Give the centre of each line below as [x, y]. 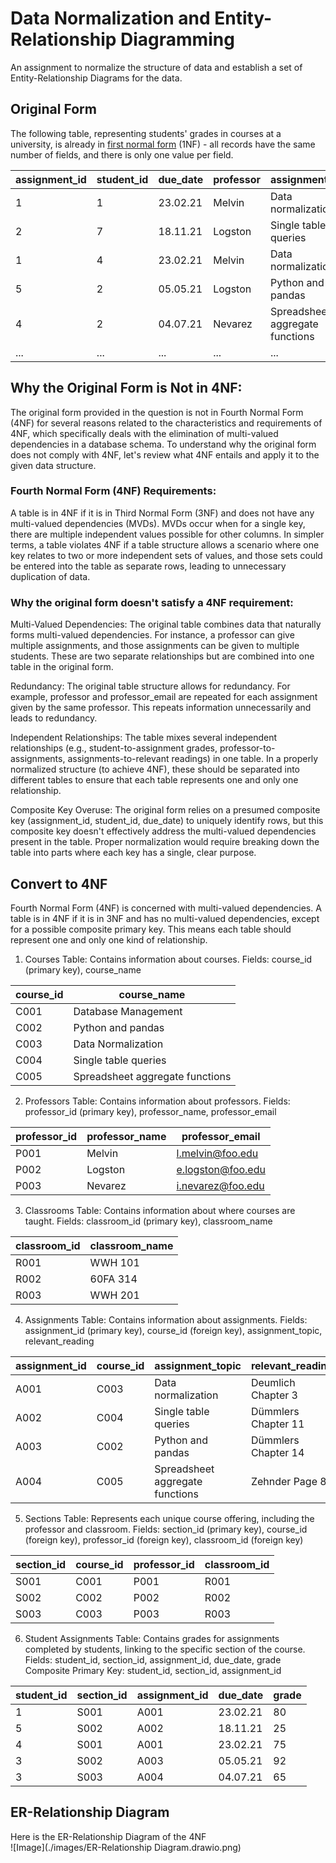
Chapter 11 [277, 1424]
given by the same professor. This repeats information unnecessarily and [161, 708]
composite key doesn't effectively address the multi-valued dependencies [163, 831]
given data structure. [53, 465]
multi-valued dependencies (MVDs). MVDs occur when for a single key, [158, 523]
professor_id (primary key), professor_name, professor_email [150, 1111]
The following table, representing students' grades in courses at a [146, 133]
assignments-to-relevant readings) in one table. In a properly [193, 759]
